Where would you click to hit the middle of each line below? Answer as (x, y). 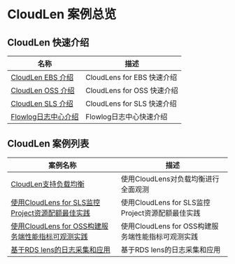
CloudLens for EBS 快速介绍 (131, 77)
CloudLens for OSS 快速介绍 (132, 90)
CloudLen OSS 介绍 (43, 90)
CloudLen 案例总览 (62, 14)
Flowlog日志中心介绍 (45, 117)
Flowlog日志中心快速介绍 (127, 117)
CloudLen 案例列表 (48, 144)
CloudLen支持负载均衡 (48, 184)
